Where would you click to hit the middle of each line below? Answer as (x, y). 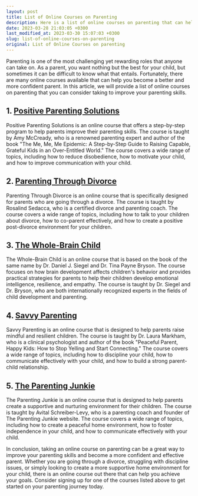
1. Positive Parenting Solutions (63, 111)
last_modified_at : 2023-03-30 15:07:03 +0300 (63, 34)
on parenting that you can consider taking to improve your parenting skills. (96, 92)
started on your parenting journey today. (55, 486)
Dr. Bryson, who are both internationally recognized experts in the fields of (97, 291)
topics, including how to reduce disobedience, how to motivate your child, (96, 156)
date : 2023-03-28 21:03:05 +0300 (47, 28)
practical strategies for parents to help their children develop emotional (92, 278)
